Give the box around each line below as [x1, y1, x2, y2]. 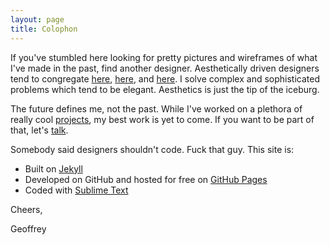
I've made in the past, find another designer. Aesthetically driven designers [10, 62, 320, 74]
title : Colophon [10, 24, 78, 34]
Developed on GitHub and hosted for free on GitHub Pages [24, 173, 268, 185]
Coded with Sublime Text [24, 184, 129, 196]
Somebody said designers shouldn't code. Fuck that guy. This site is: [10, 143, 295, 155]
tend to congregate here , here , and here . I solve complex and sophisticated [10, 72, 320, 85]
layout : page [10, 14, 65, 25]
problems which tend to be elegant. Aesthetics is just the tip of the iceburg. [10, 83, 320, 95]
